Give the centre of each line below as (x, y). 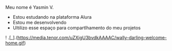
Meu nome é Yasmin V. (30, 7)
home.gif (15, 43)
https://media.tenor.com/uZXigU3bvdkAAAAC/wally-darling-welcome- (92, 38)
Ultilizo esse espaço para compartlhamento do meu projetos (77, 28)
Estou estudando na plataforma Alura (52, 17)
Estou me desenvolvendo (40, 22)
